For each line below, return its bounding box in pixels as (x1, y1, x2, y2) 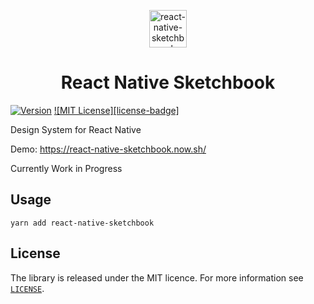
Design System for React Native (10, 123, 142, 135)
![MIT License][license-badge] (53, 104, 180, 116)
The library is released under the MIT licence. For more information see (10, 271, 304, 284)
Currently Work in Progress (10, 162, 123, 174)
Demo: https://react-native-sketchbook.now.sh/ (10, 143, 207, 155)
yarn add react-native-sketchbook (10, 218, 155, 228)
